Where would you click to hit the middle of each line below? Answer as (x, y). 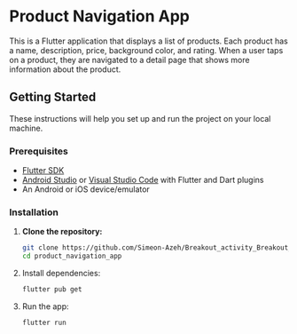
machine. (26, 128)
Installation (34, 212)
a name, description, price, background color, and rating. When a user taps (146, 50)
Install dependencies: (61, 274)
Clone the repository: (62, 232)
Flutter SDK (43, 171)
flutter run (44, 322)
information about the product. (65, 69)
